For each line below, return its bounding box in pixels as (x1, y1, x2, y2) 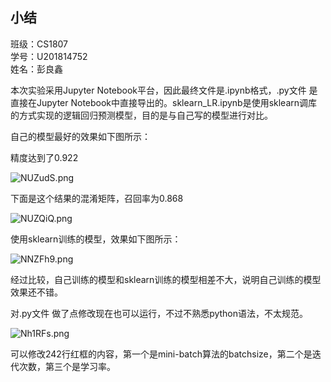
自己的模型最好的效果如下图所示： (10, 130, 151, 142)
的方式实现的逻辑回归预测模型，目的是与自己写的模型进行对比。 (10, 109, 273, 121)
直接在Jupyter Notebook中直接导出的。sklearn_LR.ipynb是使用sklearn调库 (10, 96, 318, 108)
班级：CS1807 (10, 38, 69, 50)
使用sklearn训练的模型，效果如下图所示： (10, 233, 182, 245)
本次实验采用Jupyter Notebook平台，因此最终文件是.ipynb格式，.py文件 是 (10, 84, 318, 96)
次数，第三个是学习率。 (18, 360, 116, 372)
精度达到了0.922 (10, 151, 79, 163)
